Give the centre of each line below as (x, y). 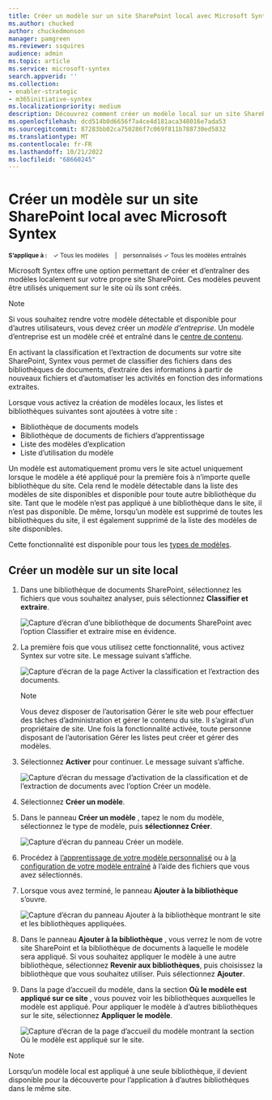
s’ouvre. (33, 899)
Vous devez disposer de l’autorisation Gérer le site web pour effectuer (137, 712)
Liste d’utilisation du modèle (67, 453)
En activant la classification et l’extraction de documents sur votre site (125, 352)
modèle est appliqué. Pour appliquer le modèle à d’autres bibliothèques (139, 1007)
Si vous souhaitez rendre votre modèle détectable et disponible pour (123, 319)
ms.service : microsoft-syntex (59, 69)
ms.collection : (34, 84)
